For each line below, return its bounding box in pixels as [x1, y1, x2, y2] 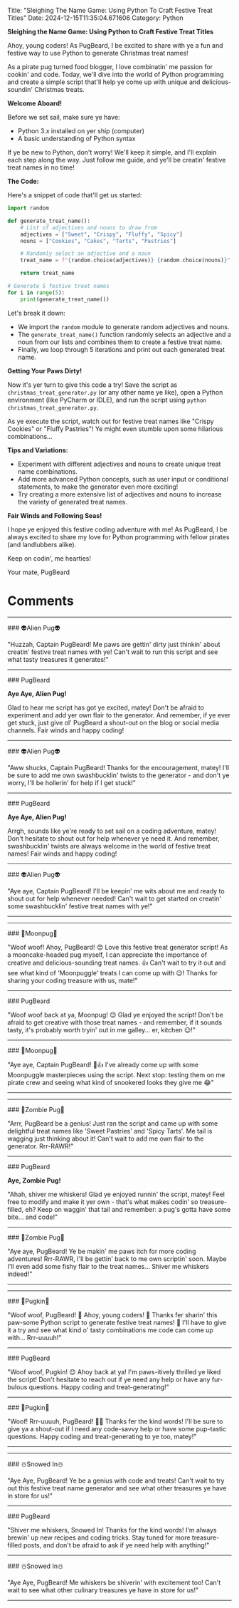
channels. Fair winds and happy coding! [7, 726, 124, 735]
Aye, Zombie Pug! [7, 1176, 61, 1185]
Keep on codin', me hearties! [7, 554, 91, 562]
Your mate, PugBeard [7, 568, 70, 576]
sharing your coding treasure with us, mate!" [7, 976, 138, 985]
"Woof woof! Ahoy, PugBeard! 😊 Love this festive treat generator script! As [7, 943, 228, 951]
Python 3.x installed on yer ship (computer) [17, 127, 144, 135]
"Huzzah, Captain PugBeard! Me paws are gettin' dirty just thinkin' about [7, 640, 221, 648]
